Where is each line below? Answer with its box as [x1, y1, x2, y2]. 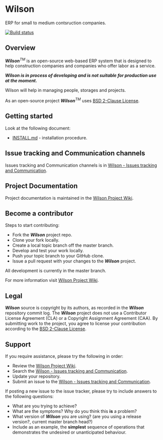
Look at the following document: [5, 125, 70, 131]
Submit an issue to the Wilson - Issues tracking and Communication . [12, 378, 151, 384]
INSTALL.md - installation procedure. [12, 134, 88, 140]
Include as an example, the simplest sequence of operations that [12, 424, 145, 430]
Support [5, 340, 31, 349]
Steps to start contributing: [5, 222, 60, 228]
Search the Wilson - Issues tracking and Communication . [12, 368, 128, 374]
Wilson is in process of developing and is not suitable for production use [5, 73, 157, 79]
